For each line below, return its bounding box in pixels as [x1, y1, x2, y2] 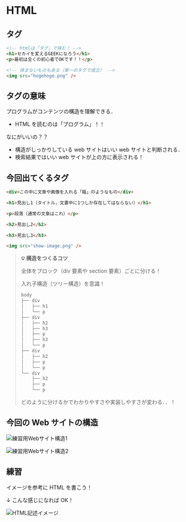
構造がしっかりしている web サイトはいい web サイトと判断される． [14, 146, 184, 153]
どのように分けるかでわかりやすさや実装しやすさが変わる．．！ [20, 399, 176, 405]
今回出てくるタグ [6, 173, 69, 183]
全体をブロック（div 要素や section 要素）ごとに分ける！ [20, 267, 161, 274]
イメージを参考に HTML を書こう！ [6, 484, 93, 491]
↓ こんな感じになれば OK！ [6, 496, 74, 503]
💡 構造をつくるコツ [20, 255, 68, 262]
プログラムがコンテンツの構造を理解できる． [6, 108, 117, 115]
